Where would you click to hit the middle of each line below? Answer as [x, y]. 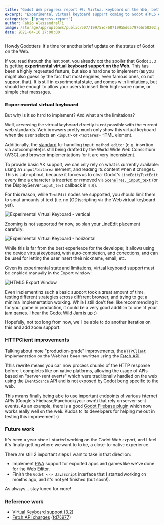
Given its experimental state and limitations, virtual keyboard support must [80, 268]
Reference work [24, 501]
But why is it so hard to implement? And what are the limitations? [70, 115]
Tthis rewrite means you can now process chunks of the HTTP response [78, 365]
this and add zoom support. [33, 327]
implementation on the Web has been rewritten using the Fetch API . [73, 356]
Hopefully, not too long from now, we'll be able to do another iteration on [78, 322]
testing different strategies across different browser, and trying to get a [76, 297]
